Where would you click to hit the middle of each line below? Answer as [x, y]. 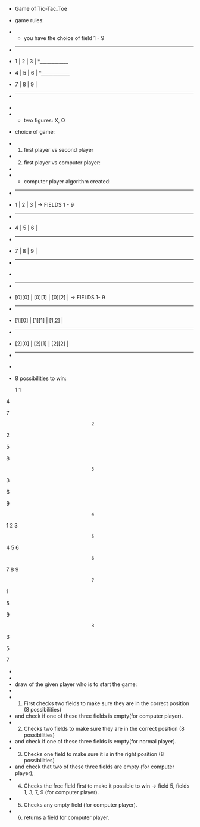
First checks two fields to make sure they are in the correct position [106, 703]
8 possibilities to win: [40, 378]
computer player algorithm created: [67, 181]
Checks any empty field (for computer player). [80, 805]
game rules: [29, 20]
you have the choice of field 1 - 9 [64, 38]
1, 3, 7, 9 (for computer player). [61, 792]
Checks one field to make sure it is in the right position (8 [94, 754]
